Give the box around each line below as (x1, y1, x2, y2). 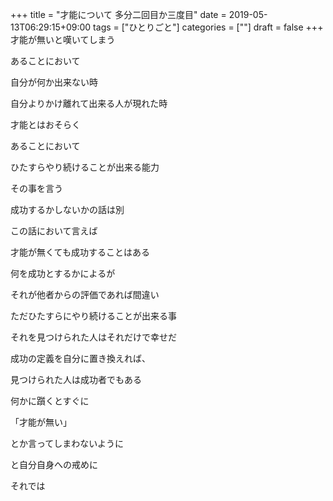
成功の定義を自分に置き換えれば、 (10, 353, 151, 364)
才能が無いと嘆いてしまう (10, 34, 116, 45)
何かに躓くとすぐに (10, 395, 90, 407)
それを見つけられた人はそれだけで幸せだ (10, 331, 177, 343)
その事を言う (10, 183, 63, 194)
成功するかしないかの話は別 (10, 204, 125, 215)
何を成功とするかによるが (10, 268, 116, 279)
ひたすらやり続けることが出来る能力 (10, 161, 160, 173)
